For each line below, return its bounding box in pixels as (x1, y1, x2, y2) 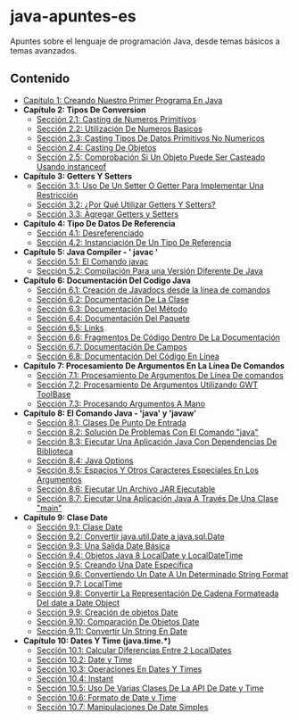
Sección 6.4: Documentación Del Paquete (36, 312, 190, 323)
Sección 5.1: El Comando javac (36, 256, 149, 267)
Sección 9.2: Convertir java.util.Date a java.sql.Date (36, 531, 226, 542)
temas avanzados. (10, 45, 78, 55)
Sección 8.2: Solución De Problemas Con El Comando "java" (36, 427, 260, 437)
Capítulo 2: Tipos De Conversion (22, 104, 146, 115)
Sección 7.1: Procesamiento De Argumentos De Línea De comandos (36, 369, 284, 380)
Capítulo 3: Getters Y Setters (22, 170, 133, 181)
